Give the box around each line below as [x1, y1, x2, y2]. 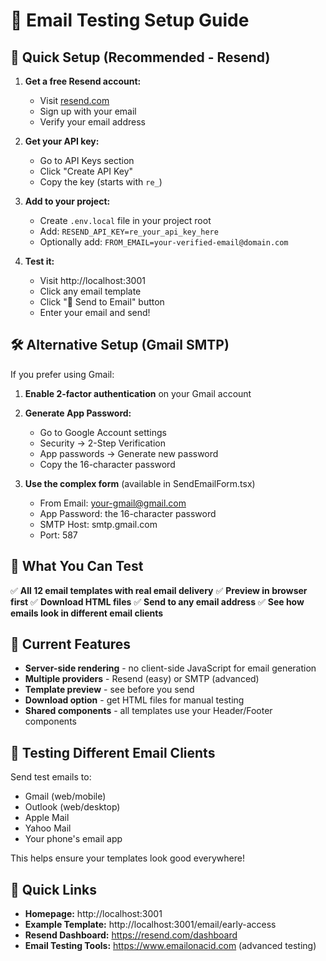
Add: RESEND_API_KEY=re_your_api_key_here [39, 225, 219, 237]
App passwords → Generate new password [39, 447, 219, 459]
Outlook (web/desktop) [24, 801, 121, 813]
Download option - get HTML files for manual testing [24, 694, 245, 706]
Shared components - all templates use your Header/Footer [24, 705, 273, 717]
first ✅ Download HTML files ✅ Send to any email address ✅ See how [10, 595, 305, 608]
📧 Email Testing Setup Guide [10, 9, 250, 32]
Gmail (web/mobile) [24, 790, 107, 803]
